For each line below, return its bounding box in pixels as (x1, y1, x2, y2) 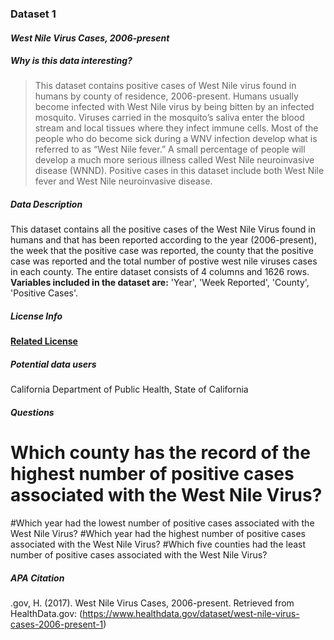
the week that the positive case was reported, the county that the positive (10, 245, 314, 257)
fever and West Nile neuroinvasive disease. (34, 175, 213, 187)
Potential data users (10, 358, 97, 371)
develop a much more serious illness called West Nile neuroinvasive (34, 154, 315, 166)
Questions (10, 406, 55, 418)
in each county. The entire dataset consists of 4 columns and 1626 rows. (10, 266, 310, 278)
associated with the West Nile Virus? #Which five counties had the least (10, 538, 307, 550)
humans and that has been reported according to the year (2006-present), (10, 234, 317, 246)
